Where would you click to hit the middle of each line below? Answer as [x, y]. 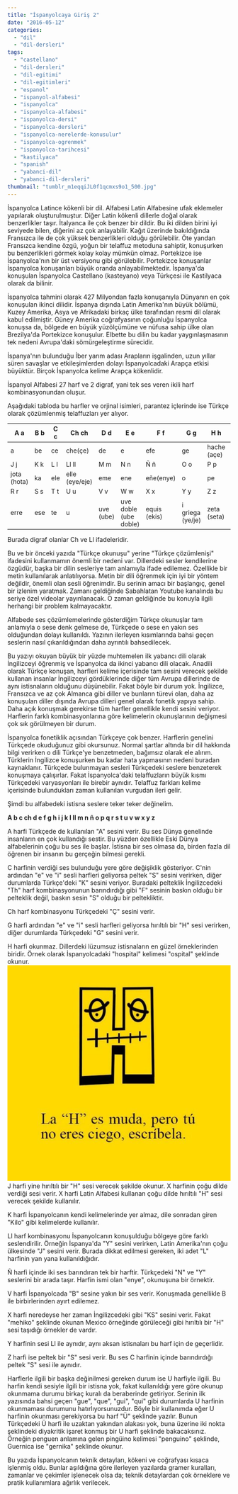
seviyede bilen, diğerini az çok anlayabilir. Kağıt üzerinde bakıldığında [109, 230]
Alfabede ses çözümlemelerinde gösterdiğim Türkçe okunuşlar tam [105, 619]
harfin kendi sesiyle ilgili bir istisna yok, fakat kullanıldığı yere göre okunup [115, 1386]
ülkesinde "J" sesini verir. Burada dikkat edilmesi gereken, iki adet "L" [108, 1251]
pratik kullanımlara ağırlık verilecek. [59, 1483]
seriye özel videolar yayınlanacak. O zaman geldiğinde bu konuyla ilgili [110, 598]
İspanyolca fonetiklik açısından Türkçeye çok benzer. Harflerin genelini [110, 737]
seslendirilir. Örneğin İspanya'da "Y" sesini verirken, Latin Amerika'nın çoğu [118, 1244]
